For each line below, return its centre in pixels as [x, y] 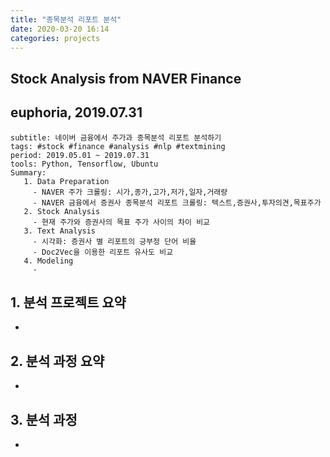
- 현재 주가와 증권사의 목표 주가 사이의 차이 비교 [121, 222]
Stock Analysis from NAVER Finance [126, 78]
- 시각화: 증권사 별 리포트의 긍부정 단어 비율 [114, 241]
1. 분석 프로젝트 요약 [68, 302]
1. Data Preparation [66, 181]
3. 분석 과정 [44, 419]
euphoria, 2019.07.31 [76, 112]
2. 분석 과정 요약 [57, 361]
